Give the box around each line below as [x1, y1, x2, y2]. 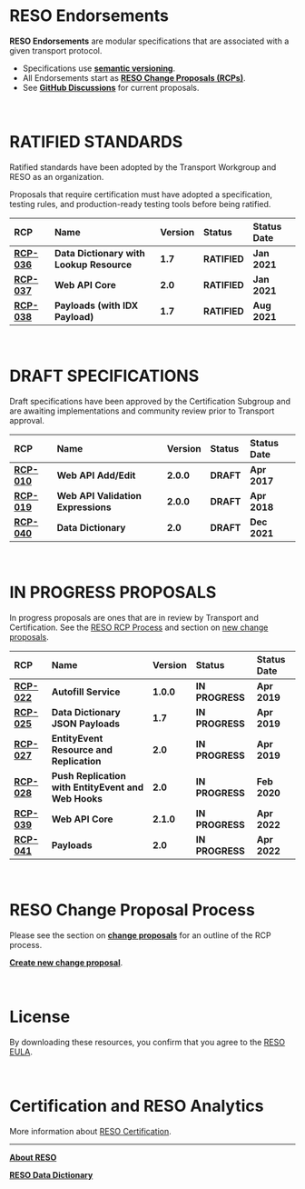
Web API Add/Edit [56, 469, 136, 482]
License [9, 1006, 71, 1027]
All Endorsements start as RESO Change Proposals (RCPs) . [22, 72, 247, 83]
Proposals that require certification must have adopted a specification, [9, 188, 273, 200]
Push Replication [51, 769, 127, 782]
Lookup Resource [54, 258, 133, 271]
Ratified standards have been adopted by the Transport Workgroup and [9, 161, 277, 173]
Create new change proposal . [9, 956, 123, 968]
